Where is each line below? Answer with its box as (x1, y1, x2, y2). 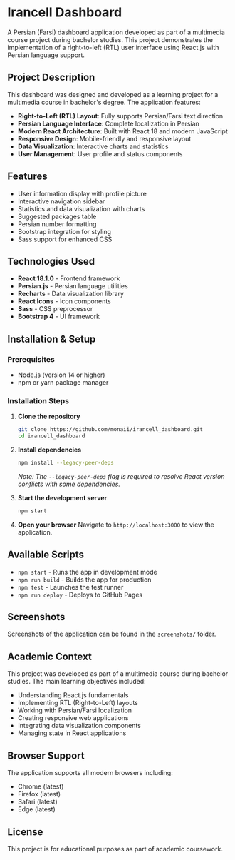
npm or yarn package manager (17, 378, 109, 387)
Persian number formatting (17, 219, 97, 228)
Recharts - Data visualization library (17, 290, 125, 298)
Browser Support (7, 749, 85, 762)
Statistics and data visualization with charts (17, 204, 145, 213)
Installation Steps (7, 395, 70, 405)
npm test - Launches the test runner (17, 582, 124, 591)
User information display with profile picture (17, 189, 147, 198)
